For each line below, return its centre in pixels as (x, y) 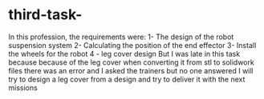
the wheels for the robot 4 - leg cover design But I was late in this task (124, 53)
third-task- (45, 15)
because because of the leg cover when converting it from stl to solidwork (131, 62)
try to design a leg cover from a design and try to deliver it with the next (127, 79)
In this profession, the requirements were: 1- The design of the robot (121, 37)
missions (23, 87)
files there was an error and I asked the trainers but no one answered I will (131, 70)
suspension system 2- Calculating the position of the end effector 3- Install (132, 45)
